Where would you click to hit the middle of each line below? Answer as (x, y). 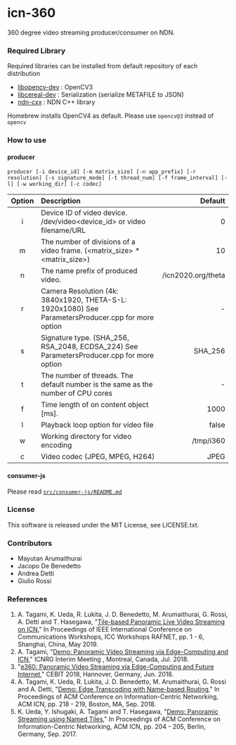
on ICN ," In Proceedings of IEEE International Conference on (104, 630)
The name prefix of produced (90, 271)
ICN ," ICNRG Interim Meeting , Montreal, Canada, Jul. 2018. (103, 659)
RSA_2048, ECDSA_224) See (90, 346)
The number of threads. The (87, 376)
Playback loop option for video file (97, 425)
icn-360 (32, 13)
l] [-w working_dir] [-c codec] (54, 184)
